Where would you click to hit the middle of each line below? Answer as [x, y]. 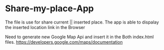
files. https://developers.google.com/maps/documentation [64, 42]
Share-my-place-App [49, 9]
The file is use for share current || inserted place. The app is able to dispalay [82, 22]
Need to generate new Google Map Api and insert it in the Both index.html [80, 37]
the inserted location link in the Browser [45, 27]
